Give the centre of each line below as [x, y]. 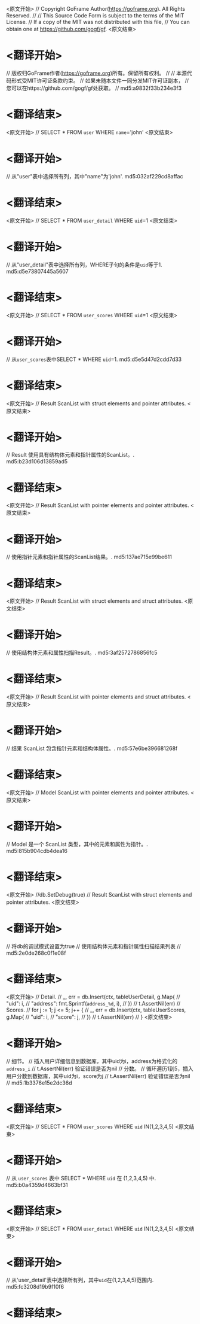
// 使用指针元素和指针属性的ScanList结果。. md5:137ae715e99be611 [89, 557]
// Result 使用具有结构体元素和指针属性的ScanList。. [70, 455]
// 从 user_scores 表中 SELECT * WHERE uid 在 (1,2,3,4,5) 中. [81, 1178]
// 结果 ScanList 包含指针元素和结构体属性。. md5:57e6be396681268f [92, 748]
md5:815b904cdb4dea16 [37, 851]
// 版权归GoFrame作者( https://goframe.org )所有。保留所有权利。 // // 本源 [96, 73]
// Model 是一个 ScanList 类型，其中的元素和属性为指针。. [77, 844]
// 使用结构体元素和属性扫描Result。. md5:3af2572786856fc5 [82, 653]
